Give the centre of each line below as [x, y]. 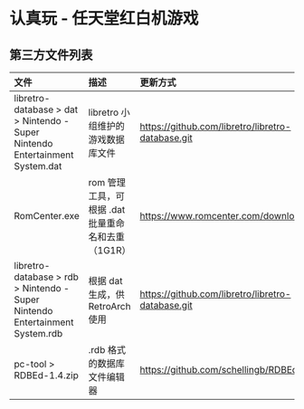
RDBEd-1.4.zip [46, 375]
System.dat [38, 166]
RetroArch [109, 306]
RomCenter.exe [47, 216]
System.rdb [38, 333]
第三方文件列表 [51, 55]
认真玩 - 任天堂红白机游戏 [104, 19]
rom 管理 [107, 182]
